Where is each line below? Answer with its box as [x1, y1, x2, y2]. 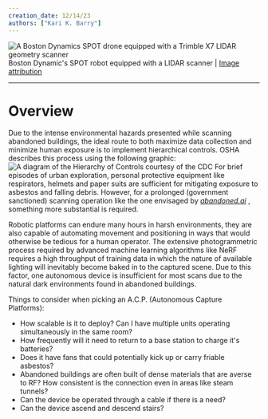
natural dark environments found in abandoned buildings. [8, 279, 197, 289]
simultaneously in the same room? [19, 327, 133, 337]
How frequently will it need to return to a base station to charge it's [19, 336, 240, 346]
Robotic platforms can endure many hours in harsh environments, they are [8, 220, 253, 230]
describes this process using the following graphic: [8, 153, 176, 164]
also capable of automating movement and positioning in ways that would [8, 228, 250, 238]
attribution [8, 66, 42, 76]
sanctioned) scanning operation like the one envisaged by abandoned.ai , [8, 196, 250, 206]
